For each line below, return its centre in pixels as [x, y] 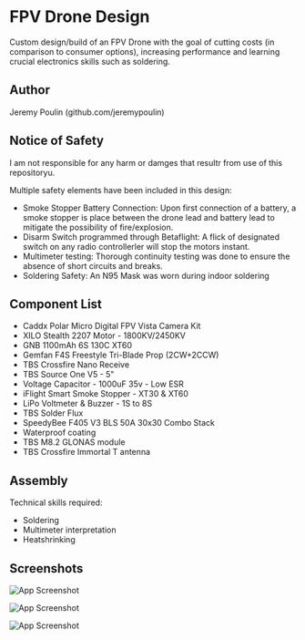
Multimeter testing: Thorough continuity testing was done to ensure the [156, 256]
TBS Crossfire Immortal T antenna [86, 452]
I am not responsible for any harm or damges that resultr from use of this [146, 162]
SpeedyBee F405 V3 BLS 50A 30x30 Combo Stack [119, 423]
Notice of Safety [57, 141]
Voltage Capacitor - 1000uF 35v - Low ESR [103, 384]
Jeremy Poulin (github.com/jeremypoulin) [87, 112]
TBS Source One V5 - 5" [68, 375]
